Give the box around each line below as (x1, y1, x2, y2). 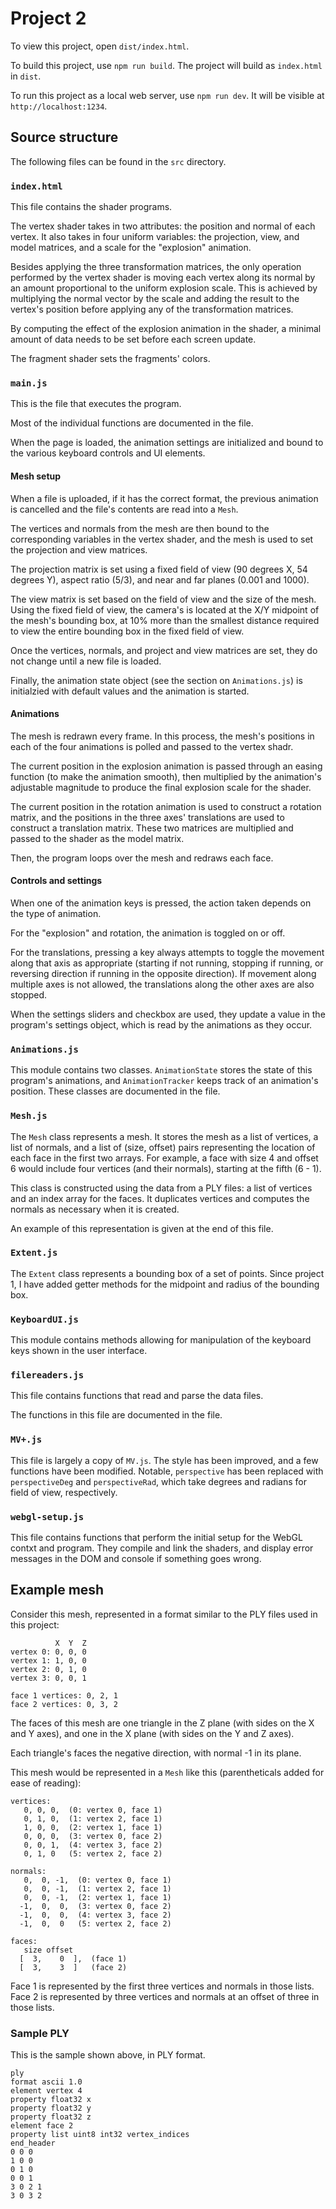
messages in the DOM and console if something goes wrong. (10, 1553, 262, 1565)
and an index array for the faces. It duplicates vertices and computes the (10, 1192, 310, 1204)
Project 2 (10, 7, 87, 30)
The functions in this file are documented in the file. (10, 1409, 223, 1421)
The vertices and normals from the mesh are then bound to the (10, 522, 270, 534)
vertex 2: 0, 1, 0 (10, 1664, 87, 1674)
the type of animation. (10, 907, 102, 919)
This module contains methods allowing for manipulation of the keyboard (10, 1334, 312, 1346)
